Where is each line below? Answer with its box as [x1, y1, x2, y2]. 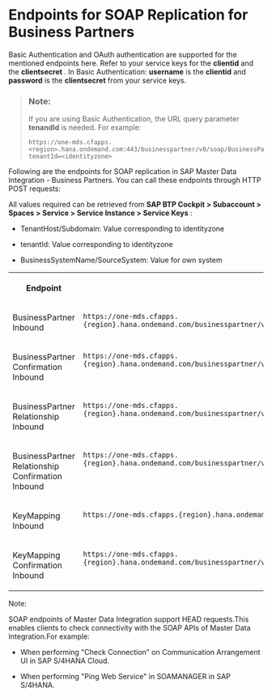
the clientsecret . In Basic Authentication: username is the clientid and [8, 66, 247, 76]
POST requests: [8, 184, 62, 193]
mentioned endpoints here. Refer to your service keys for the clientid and [8, 58, 253, 68]
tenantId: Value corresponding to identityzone [19, 240, 173, 249]
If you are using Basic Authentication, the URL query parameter [28, 114, 240, 124]
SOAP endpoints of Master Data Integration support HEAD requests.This [8, 614, 249, 624]
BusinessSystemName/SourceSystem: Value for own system [19, 255, 223, 265]
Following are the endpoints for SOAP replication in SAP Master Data [8, 167, 237, 176]
